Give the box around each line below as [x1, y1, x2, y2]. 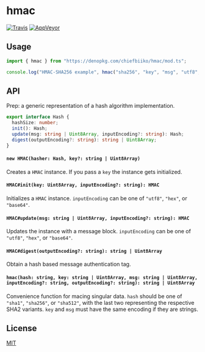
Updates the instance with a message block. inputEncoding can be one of [6, 228, 191, 235]
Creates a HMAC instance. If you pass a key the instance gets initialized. [6, 168, 182, 175]
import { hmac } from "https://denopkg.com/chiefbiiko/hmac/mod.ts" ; [6, 58, 187, 64]
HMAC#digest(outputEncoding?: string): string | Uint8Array [6, 248, 163, 254]
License [6, 323, 37, 334]
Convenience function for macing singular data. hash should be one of [6, 292, 182, 300]
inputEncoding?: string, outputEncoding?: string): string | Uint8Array [6, 280, 195, 286]
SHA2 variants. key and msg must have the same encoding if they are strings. [6, 305, 198, 313]
